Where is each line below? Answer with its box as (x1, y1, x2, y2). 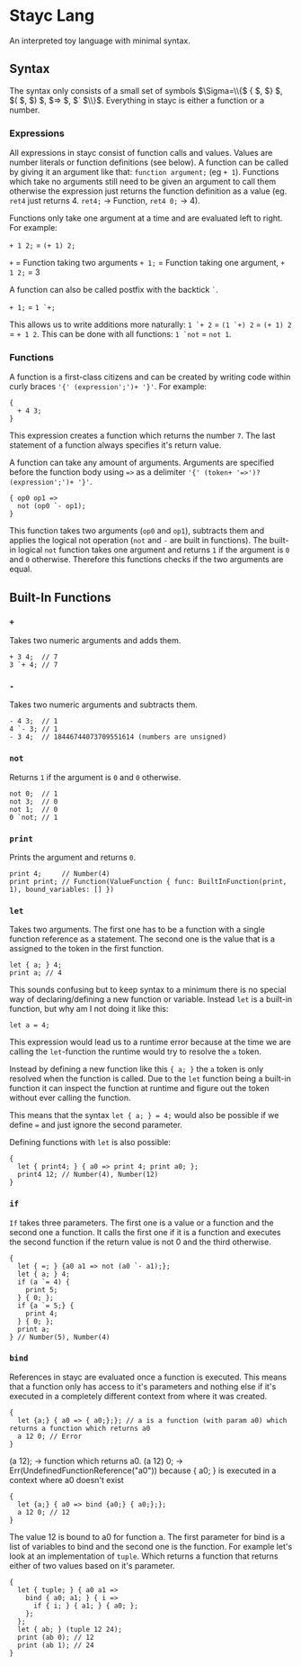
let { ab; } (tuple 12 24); (17, 1625, 123, 1634)
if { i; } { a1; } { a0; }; (32, 1601, 139, 1610)
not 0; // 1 (9, 789, 58, 798)
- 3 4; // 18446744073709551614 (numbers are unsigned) (9, 733, 227, 742)
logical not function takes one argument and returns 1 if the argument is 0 (17, 544, 290, 555)
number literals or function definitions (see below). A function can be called (9, 157, 289, 168)
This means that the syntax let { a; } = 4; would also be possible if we (9, 1110, 279, 1121)
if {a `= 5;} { (17, 1301, 75, 1310)
